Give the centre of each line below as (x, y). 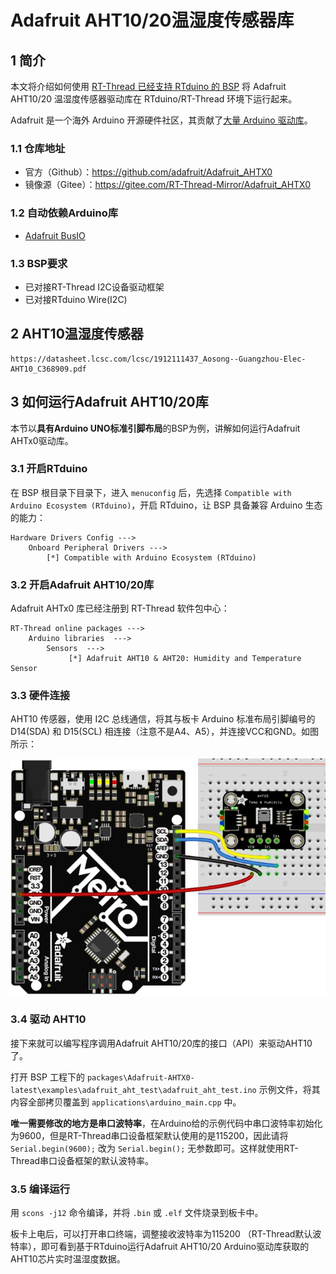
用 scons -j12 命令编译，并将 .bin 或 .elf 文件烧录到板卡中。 (137, 1212)
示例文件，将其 (289, 1089)
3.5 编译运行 (40, 1189)
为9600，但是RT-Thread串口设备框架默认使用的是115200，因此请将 (149, 1135)
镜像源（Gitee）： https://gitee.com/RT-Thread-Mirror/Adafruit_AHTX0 (167, 185)
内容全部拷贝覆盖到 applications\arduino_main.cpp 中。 (126, 1102)
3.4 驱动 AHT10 (48, 1019)
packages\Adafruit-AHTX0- (140, 1077)
